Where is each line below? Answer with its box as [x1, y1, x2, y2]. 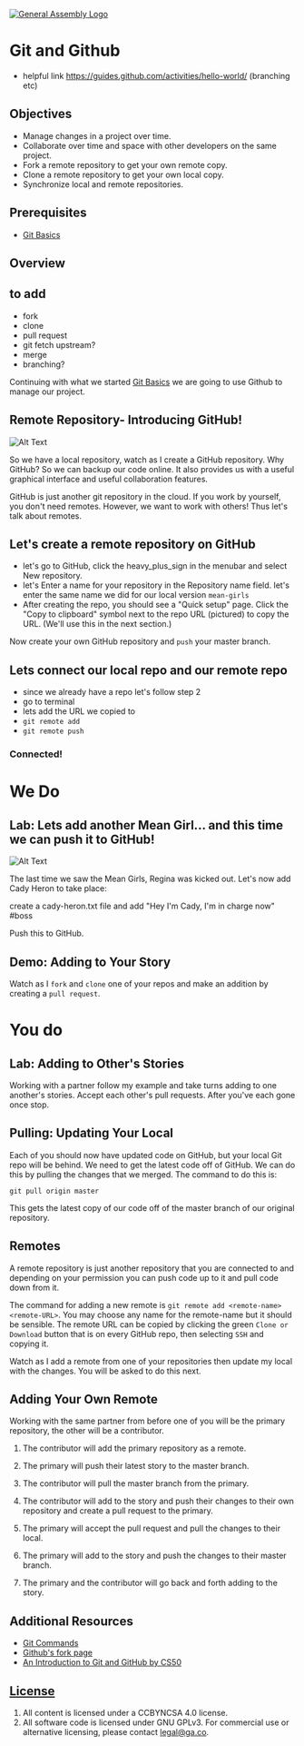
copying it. [9, 1338, 49, 1349]
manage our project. [9, 386, 85, 397]
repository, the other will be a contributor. [9, 1425, 165, 1436]
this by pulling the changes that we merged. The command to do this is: [9, 1168, 278, 1180]
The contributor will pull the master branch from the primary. [22, 1478, 250, 1489]
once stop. [9, 1099, 50, 1110]
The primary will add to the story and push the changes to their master [22, 1550, 288, 1562]
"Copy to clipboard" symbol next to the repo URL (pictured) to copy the [22, 609, 289, 620]
